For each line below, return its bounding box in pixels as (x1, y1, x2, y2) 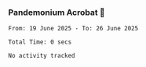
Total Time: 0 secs (8, 38, 72, 46)
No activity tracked (8, 52, 76, 60)
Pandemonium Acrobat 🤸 (8, 7, 106, 18)
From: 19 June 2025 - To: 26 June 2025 (8, 25, 139, 33)
